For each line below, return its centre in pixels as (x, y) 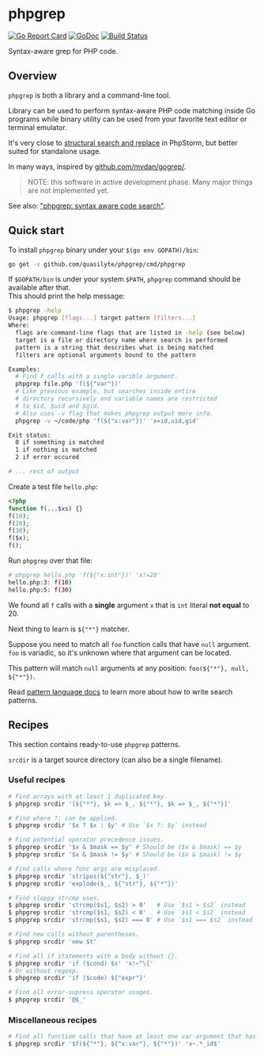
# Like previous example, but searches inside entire (106, 392)
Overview (33, 76)
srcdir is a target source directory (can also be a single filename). (116, 759)
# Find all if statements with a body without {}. (93, 956)
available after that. (40, 288)
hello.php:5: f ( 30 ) (40, 590)
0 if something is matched (60, 442)
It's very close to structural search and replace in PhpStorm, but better (123, 143)
